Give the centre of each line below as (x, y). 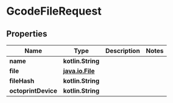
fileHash (22, 81)
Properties (27, 34)
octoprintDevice (34, 91)
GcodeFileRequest (54, 11)
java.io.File (79, 71)
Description (123, 51)
